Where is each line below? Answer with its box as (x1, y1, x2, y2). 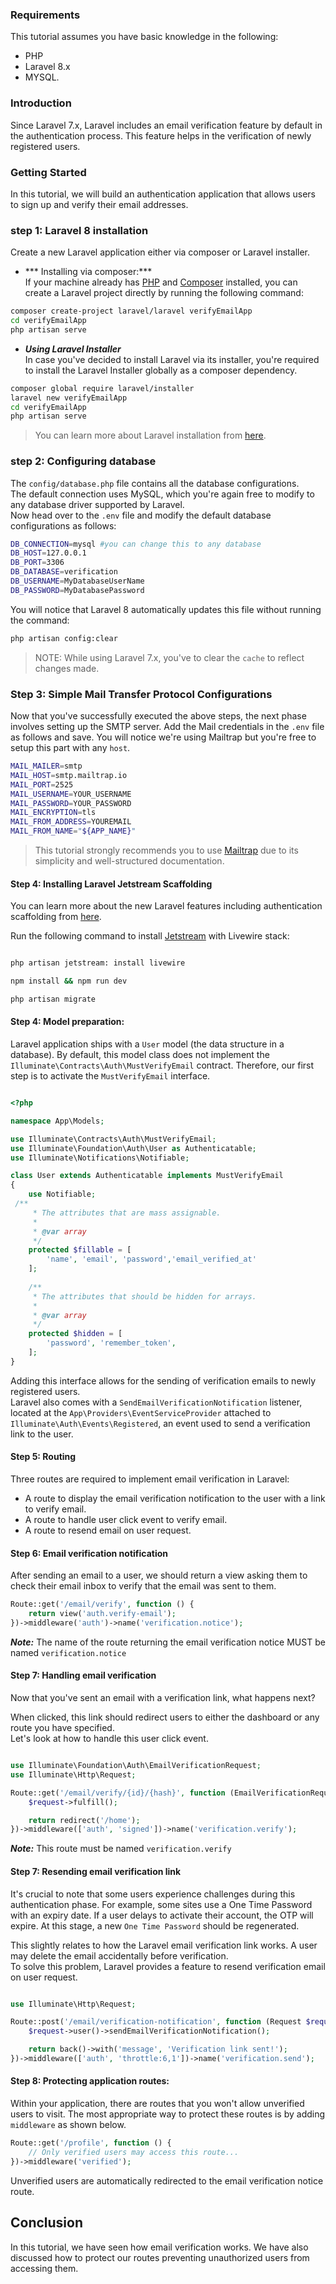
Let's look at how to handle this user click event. (10, 1733, 209, 1745)
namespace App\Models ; (10, 1116, 105, 1126)
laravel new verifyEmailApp (10, 393, 128, 403)
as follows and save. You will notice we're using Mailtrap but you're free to (10, 731, 317, 743)
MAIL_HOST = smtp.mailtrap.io (10, 770, 128, 780)
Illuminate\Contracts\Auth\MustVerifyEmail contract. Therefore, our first (10, 1059, 315, 1072)
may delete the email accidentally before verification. (10, 1949, 229, 1962)
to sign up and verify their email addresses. (10, 198, 189, 210)
